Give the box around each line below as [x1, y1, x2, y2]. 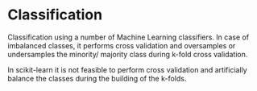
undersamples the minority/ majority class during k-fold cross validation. [7, 49, 248, 59]
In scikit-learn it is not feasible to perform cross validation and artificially [7, 64, 247, 74]
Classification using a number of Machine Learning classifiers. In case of [7, 32, 250, 42]
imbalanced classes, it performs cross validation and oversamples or [7, 40, 236, 50]
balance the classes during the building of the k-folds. [7, 73, 187, 83]
